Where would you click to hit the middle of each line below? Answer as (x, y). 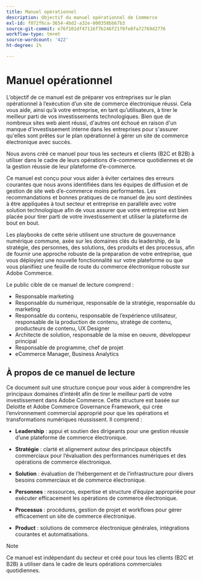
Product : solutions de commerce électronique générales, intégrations (102, 528)
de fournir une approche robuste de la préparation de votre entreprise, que (99, 254)
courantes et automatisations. (52, 534)
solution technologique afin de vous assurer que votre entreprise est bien (97, 210)
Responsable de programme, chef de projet (69, 348)
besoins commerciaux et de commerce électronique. (80, 480)
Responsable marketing (44, 296)
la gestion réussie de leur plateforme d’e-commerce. (71, 166)
